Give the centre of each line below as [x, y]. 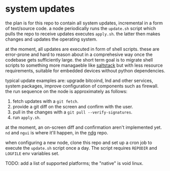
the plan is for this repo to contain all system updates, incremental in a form [84, 23]
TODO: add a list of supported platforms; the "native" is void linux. [74, 163]
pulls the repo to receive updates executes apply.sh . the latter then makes [83, 34]
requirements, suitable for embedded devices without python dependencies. [85, 70]
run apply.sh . [26, 117]
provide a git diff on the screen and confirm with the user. [73, 106]
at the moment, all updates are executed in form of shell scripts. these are [82, 49]
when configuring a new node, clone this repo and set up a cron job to [79, 142]
